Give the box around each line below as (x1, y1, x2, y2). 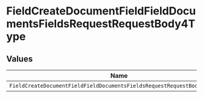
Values (6, 54, 33, 64)
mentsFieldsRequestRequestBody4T (6, 17, 196, 31)
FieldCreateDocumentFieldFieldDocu (6, 4, 196, 18)
